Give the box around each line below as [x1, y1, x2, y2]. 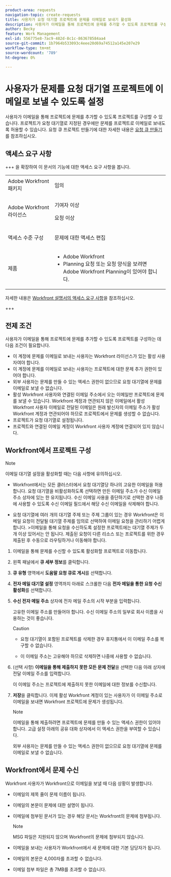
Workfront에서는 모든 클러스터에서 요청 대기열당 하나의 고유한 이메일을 [12, 481, 154, 487]
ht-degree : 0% [5, 55, 36, 60]
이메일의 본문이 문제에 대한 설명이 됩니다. [12, 802, 95, 808]
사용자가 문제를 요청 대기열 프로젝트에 [5, 83, 154, 95]
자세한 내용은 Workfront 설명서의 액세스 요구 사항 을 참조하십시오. [5, 295, 135, 301]
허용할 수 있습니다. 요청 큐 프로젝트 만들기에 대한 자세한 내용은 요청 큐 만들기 [10, 126, 163, 133]
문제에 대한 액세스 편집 [54, 234, 106, 241]
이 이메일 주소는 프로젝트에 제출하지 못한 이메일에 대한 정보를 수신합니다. [12, 681, 157, 687]
